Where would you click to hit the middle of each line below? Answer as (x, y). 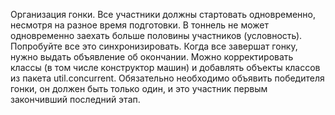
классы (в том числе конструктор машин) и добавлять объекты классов (165, 67)
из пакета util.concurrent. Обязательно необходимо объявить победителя (167, 78)
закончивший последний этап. (75, 99)
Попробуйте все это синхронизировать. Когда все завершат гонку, (154, 46)
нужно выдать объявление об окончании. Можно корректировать (152, 57)
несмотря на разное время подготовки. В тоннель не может (139, 25)
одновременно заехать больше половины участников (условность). (156, 35)
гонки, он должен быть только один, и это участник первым (139, 88)
